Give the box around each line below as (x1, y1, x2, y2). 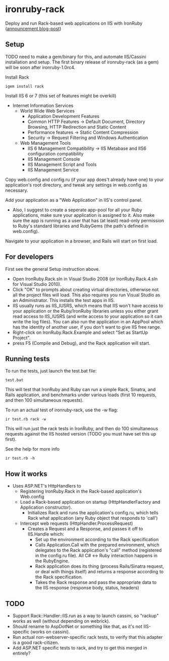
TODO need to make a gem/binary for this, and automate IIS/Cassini (5, 53, 146, 59)
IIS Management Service (27, 166, 79, 172)
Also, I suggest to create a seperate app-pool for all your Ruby (12, 207, 142, 213)
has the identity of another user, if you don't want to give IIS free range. (12, 324, 161, 330)
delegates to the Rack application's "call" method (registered (35, 547, 162, 553)
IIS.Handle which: (27, 531, 64, 537)
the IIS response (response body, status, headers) (35, 585, 140, 591)
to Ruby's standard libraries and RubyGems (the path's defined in (12, 223, 149, 229)
